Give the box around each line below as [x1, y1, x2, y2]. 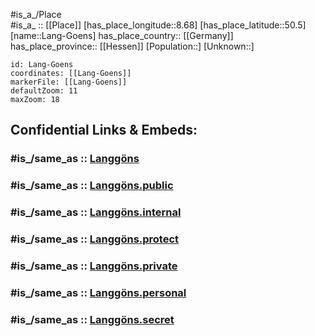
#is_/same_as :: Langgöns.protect [10, 232, 180, 246]
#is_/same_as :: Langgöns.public [10, 179, 174, 193]
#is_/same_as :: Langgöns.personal [10, 285, 187, 299]
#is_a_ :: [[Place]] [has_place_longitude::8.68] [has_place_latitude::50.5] [10, 19, 307, 31]
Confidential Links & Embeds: [10, 122, 198, 139]
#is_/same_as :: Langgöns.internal [10, 205, 182, 219]
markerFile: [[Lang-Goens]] [10, 77, 128, 87]
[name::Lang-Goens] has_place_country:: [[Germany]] [10, 30, 234, 41]
